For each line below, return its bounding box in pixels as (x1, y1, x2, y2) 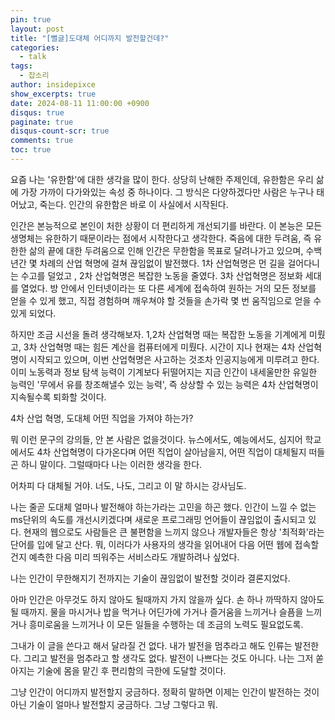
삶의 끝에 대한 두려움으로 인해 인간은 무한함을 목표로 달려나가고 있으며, (28, 244, 304, 256)
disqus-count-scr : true (10, 126, 110, 136)
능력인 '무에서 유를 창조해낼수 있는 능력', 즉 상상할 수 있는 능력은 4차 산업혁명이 (10, 378, 319, 390)
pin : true (10, 14, 52, 25)
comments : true (10, 136, 74, 146)
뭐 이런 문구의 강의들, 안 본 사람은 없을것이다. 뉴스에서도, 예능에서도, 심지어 (10, 433, 303, 445)
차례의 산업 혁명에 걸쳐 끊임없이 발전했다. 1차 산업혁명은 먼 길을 (39, 257, 286, 269)
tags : (10, 61, 33, 71)
